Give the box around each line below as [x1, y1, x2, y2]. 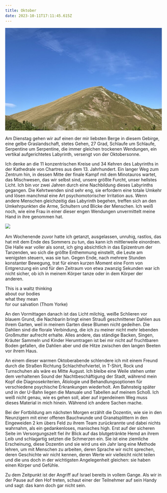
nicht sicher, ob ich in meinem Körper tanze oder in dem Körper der [5, 270, 143, 276]
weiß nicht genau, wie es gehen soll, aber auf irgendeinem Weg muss [5, 394, 148, 400]
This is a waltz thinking [5, 285, 52, 291]
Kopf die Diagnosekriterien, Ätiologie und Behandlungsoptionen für [5, 378, 143, 385]
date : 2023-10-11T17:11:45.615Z [5, 13, 72, 18]
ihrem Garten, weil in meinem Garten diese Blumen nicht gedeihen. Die [5, 321, 150, 328]
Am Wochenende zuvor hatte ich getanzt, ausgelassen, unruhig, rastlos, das [5, 234, 162, 240]
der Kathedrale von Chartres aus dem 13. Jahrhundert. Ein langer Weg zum [5, 166, 159, 172]
